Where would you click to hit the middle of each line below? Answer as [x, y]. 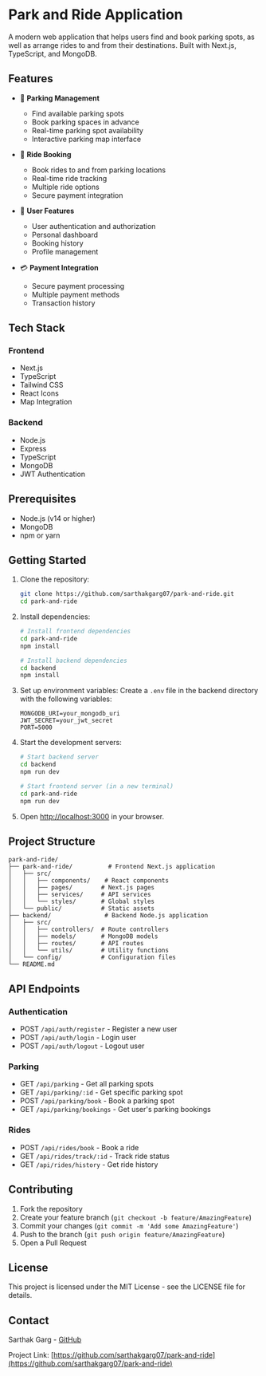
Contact [29, 1321]
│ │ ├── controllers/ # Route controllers [89, 930]
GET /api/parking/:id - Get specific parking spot [101, 1092]
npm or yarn [40, 535]
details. [20, 1295]
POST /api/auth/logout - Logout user [82, 1046]
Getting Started [47, 560]
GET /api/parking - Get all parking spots [86, 1084]
